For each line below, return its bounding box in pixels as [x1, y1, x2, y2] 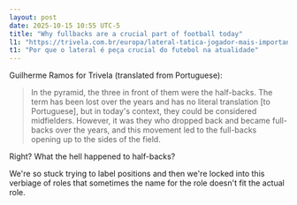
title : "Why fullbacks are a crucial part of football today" [9, 29, 243, 38]
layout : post [9, 12, 57, 22]
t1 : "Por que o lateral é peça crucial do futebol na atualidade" [9, 46, 259, 55]
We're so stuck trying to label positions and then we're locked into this [9, 169, 265, 179]
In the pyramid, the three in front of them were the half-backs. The [30, 87, 273, 98]
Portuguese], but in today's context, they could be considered [30, 106, 257, 117]
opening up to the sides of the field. [30, 134, 161, 145]
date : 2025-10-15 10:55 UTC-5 [9, 21, 121, 30]
